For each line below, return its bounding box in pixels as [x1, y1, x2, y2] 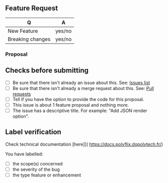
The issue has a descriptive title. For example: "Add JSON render [12, 108, 147, 114]
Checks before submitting [5, 66, 89, 75]
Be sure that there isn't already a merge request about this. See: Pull [12, 85, 154, 91]
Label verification [5, 128, 61, 136]
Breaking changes [8, 35, 51, 42]
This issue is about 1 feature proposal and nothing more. [12, 102, 129, 108]
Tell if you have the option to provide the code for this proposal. [12, 96, 144, 102]
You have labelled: [5, 151, 44, 157]
